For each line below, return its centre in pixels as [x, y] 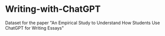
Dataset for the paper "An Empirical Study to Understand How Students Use [82, 23]
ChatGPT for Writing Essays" [35, 28]
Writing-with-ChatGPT [53, 9]
